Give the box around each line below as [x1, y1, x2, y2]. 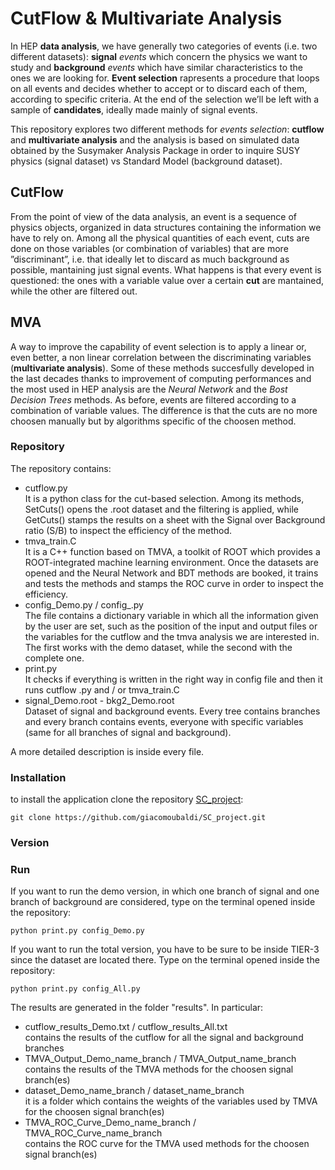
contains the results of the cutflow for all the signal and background [24, 1032, 304, 1044]
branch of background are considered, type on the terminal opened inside [10, 896, 316, 908]
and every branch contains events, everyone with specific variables [24, 715, 304, 727]
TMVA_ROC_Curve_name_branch [24, 1127, 163, 1139]
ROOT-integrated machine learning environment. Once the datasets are [24, 556, 319, 568]
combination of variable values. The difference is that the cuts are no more [10, 404, 318, 416]
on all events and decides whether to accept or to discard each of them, [10, 82, 308, 94]
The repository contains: [10, 462, 112, 474]
